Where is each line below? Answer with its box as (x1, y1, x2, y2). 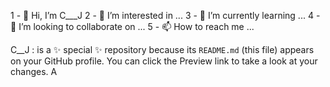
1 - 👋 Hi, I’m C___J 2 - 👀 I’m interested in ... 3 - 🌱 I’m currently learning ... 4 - (10, 10, 321, 21)
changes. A (10, 66, 58, 77)
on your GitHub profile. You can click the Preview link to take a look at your (10, 55, 318, 67)
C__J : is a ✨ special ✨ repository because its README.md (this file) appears (10, 44, 315, 55)
